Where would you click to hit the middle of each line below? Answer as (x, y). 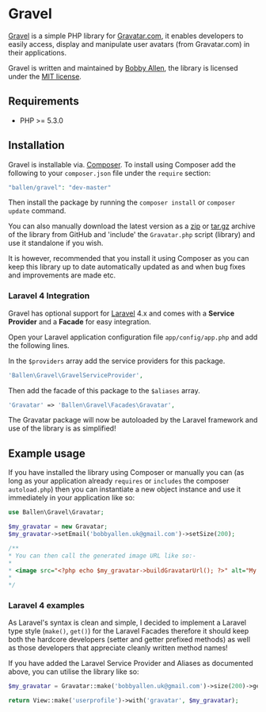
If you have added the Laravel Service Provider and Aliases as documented (131, 664)
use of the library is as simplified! (62, 428)
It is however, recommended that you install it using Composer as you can (129, 258)
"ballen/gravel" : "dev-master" (60, 187)
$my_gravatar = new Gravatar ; (58, 527)
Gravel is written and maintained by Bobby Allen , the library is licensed (123, 67)
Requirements (44, 101)
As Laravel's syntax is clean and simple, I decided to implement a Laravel (127, 622)
